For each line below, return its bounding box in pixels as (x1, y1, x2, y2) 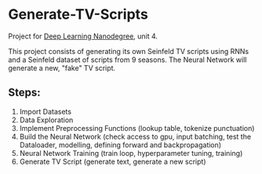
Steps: (8, 86, 41, 100)
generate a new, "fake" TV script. (8, 63, 116, 72)
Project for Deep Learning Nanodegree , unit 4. (8, 31, 158, 41)
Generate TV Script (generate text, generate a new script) (19, 157, 206, 166)
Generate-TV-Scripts (8, 5, 149, 24)
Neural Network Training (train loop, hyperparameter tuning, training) (19, 148, 243, 158)
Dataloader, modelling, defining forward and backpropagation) (19, 140, 222, 150)
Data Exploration (19, 115, 74, 125)
